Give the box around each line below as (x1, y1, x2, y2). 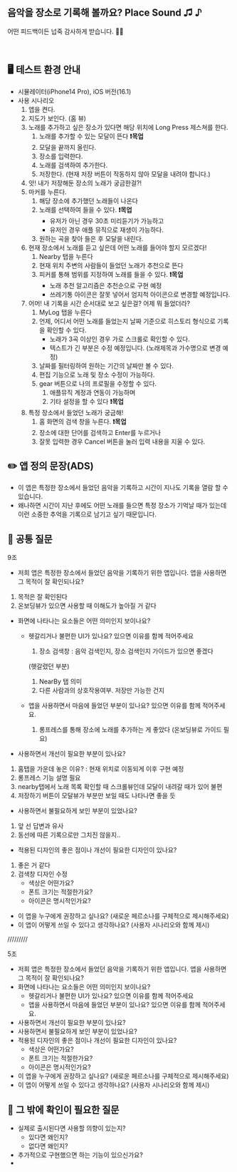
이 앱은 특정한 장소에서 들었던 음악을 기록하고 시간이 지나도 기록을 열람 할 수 (17, 484, 229, 492)
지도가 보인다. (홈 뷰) (28, 113, 87, 123)
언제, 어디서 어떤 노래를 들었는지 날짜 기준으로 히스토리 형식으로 (38, 317, 216, 325)
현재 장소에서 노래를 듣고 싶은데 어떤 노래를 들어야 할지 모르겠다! (28, 243, 207, 252)
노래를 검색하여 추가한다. (38, 160, 108, 169)
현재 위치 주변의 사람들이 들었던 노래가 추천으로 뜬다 (38, 261, 184, 270)
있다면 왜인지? (28, 1133, 68, 1141)
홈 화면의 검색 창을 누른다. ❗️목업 (38, 417, 127, 426)
